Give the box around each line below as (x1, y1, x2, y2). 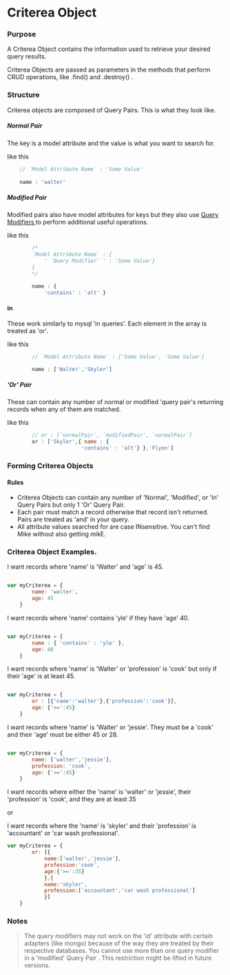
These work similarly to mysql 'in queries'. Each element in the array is (7, 319, 207, 328)
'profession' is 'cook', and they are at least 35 (7, 795, 136, 804)
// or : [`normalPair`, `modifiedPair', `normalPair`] (32, 432, 193, 439)
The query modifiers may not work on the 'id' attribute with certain (23, 932, 213, 941)
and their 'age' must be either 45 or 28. (7, 730, 118, 738)
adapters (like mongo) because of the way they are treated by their (23, 939, 215, 947)
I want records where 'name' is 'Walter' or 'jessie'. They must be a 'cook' (7, 723, 213, 731)
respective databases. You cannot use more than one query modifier (23, 947, 219, 955)
